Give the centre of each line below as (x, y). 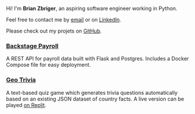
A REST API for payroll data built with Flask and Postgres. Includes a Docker (97, 59)
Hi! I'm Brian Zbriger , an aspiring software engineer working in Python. (92, 8)
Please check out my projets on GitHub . (54, 31)
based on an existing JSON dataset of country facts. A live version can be (95, 99)
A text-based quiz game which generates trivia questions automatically (92, 92)
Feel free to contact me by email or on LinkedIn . (64, 19)
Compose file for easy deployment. (49, 65)
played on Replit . (26, 105)
